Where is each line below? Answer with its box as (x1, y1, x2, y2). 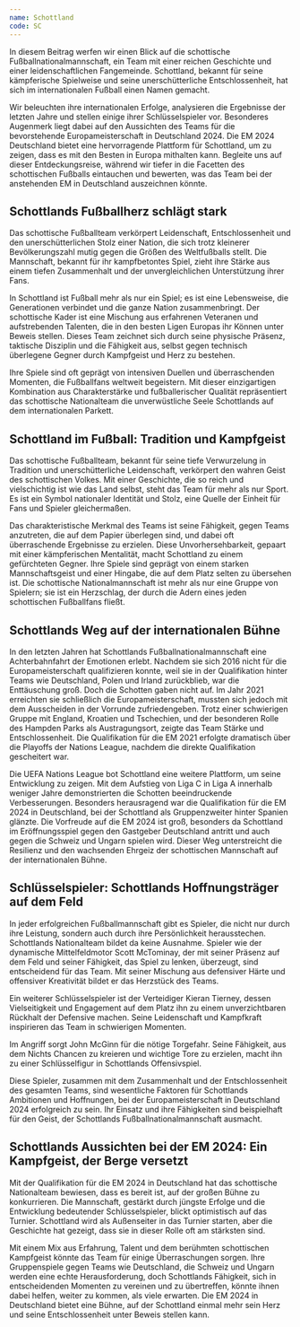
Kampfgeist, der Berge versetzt (9, 1154, 189, 1169)
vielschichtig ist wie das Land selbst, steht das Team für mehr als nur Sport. (9, 484, 289, 494)
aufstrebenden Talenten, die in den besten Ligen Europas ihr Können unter (9, 321, 284, 332)
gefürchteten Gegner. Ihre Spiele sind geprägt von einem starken (9, 558, 249, 570)
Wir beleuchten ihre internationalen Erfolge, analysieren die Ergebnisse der (9, 101, 287, 112)
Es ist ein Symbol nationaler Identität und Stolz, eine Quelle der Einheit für (9, 493, 281, 504)
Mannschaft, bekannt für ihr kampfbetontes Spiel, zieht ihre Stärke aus (9, 257, 270, 267)
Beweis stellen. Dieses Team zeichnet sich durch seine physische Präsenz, (9, 331, 286, 342)
